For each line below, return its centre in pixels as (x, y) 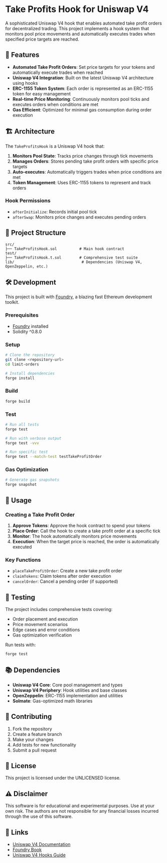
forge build (18, 401)
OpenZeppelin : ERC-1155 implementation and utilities (68, 695)
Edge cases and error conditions (46, 630)
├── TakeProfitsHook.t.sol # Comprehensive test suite (71, 258)
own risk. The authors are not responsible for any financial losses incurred (82, 811)
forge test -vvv (22, 443)
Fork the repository (32, 728)
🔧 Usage (18, 500)
